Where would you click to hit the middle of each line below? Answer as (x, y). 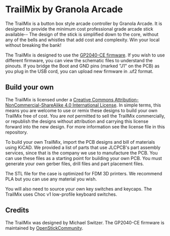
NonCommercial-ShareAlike (34, 105)
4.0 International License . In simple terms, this (113, 105)
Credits (17, 210)
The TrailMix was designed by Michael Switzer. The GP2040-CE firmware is (85, 222)
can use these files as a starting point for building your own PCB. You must (84, 158)
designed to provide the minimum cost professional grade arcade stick (79, 29)
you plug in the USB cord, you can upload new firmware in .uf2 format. (79, 71)
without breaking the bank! (34, 45)
